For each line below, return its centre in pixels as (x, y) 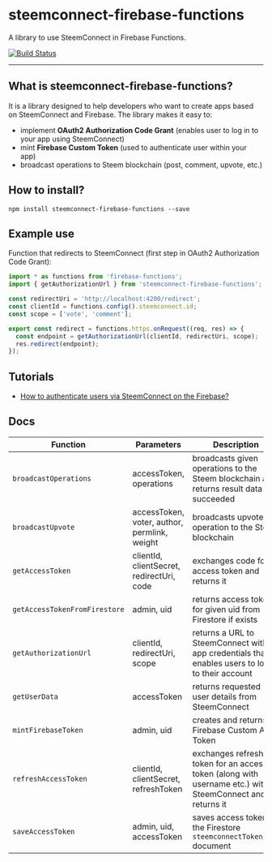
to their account (222, 673)
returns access (221, 599)
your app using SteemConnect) (72, 139)
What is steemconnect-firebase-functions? (121, 86)
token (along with (225, 774)
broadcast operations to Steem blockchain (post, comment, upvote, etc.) (141, 165)
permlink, (150, 532)
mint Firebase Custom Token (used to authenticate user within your (133, 147)
